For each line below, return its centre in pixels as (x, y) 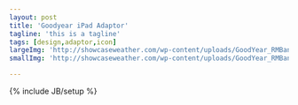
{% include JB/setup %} (53, 91)
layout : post (33, 17)
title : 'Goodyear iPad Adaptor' (69, 26)
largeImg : (27, 50)
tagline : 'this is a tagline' (65, 34)
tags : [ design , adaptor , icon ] (63, 42)
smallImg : (27, 58)
